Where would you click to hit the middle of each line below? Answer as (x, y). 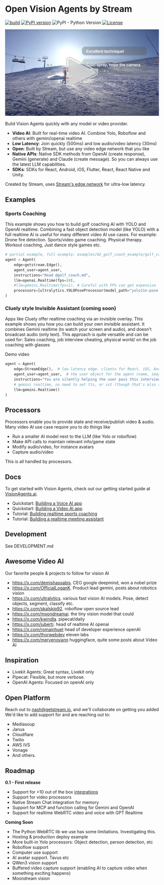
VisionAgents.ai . (21, 494)
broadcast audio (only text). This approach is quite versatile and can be (77, 335)
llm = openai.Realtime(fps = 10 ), (45, 280)
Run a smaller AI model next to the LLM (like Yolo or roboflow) (74, 436)
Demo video (17, 354)
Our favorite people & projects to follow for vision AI (57, 573)
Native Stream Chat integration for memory (55, 802)
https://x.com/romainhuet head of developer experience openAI (76, 629)
